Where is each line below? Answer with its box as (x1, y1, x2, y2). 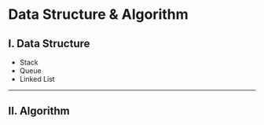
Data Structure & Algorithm (8, 6, 189, 24)
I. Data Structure (8, 37, 90, 50)
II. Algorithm (8, 105, 70, 118)
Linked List (19, 75, 55, 83)
